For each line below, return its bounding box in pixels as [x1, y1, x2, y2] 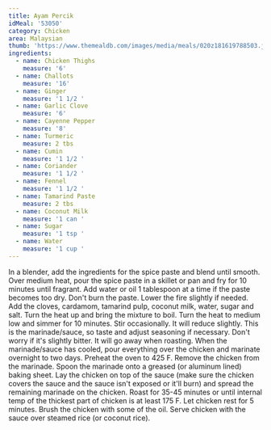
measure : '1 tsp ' [23, 230, 85, 238]
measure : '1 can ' [23, 215, 85, 223]
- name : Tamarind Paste [15, 192, 95, 200]
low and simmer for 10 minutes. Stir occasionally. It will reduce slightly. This [8, 318, 259, 328]
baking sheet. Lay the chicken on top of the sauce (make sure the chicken [8, 369, 254, 380]
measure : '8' [23, 124, 67, 133]
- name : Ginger [15, 86, 67, 95]
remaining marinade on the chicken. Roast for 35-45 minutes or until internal [8, 387, 262, 397]
